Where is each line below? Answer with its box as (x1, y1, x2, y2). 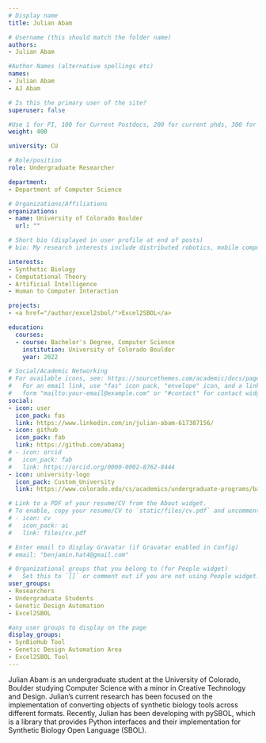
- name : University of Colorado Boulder (8, 215, 144, 223)
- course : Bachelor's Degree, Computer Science (15, 338, 176, 346)
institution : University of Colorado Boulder (22, 346, 176, 354)
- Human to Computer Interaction (8, 287, 119, 296)
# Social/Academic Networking (8, 367, 108, 375)
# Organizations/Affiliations (8, 200, 108, 208)
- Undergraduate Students (8, 594, 93, 603)
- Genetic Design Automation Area (8, 645, 123, 654)
